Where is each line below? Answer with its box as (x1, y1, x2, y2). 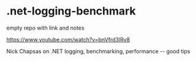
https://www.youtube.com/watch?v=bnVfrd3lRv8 (6, 36, 130, 43)
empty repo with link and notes (6, 24, 85, 31)
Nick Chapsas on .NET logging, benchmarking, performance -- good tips (6, 47, 190, 55)
